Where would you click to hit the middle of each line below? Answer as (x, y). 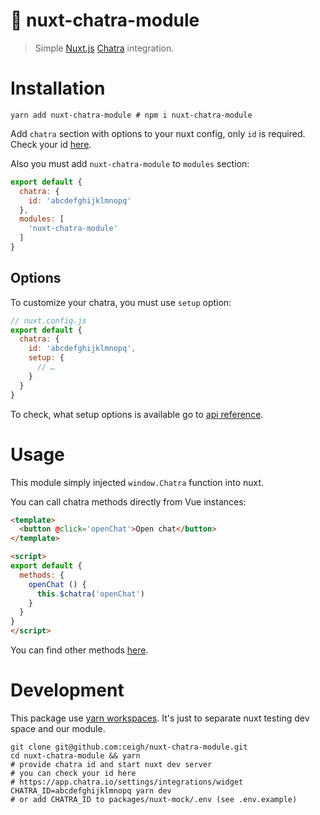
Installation (58, 88)
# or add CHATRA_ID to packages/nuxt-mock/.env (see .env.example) (154, 799)
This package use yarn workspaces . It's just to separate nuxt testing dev (160, 718)
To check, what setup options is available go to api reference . (137, 414)
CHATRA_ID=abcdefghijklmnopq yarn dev (91, 790)
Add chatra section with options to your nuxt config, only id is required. (158, 133)
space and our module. (58, 728)
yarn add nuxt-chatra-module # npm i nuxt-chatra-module (131, 115)
